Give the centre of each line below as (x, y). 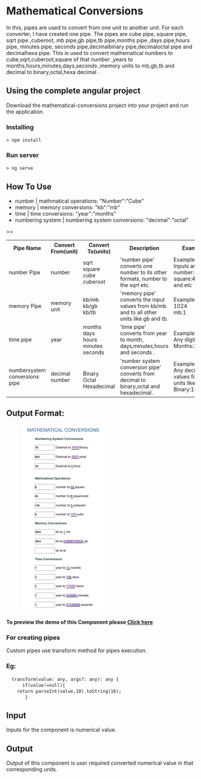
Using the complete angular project (73, 91)
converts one (136, 266)
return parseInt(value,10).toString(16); (69, 691)
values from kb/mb (143, 306)
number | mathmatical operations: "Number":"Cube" (80, 201)
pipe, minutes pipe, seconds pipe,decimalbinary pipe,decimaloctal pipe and (99, 47)
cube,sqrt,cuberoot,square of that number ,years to (70, 59)
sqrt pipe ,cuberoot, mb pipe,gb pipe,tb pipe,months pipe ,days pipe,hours (98, 40)
